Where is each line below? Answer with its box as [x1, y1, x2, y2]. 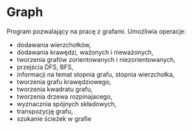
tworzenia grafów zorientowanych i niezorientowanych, [16, 55, 176, 63]
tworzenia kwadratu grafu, [16, 85, 93, 93]
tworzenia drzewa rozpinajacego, [16, 92, 113, 101]
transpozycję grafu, [16, 107, 73, 115]
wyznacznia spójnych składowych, [16, 99, 116, 108]
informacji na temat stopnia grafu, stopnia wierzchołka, [16, 70, 175, 79]
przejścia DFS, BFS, [16, 63, 74, 71]
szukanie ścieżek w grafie [16, 114, 92, 122]
